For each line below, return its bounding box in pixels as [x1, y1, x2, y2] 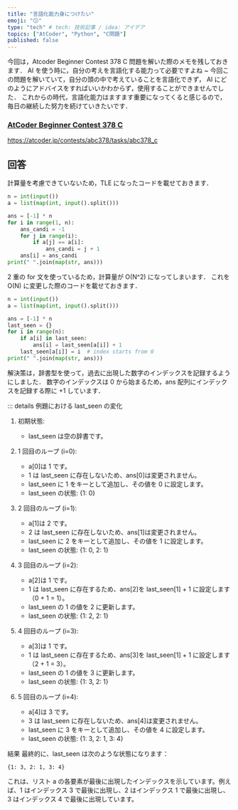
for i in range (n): [7, 328, 65, 335]
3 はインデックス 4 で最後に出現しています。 [7, 794, 139, 803]
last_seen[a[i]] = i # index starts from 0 [20, 348, 154, 356]
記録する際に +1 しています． [19, 386, 104, 395]
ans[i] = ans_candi [20, 252, 78, 260]
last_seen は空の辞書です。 [28, 431, 107, 440]
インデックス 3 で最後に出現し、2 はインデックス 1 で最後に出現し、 [30, 786, 229, 794]
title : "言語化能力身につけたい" [7, 10, 94, 18]
